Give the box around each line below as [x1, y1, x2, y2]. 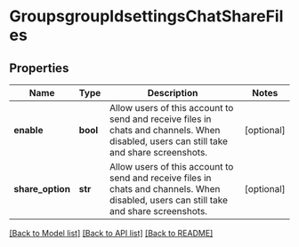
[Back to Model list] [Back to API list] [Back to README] [9, 228, 214, 238]
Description [147, 87, 198, 99]
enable [13, 124, 44, 136]
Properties [9, 60, 69, 76]
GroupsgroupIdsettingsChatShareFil [9, 6, 284, 27]
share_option [13, 183, 71, 195]
